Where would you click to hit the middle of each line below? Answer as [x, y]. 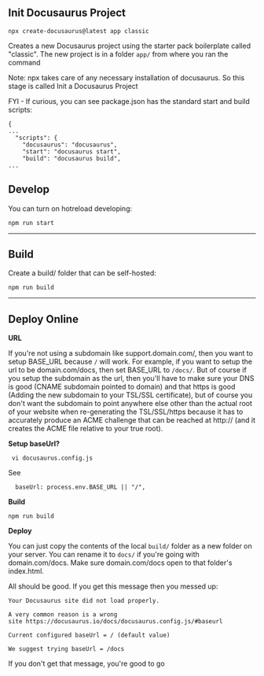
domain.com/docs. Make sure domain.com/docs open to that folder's [120, 563]
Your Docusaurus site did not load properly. [84, 601]
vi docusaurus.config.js [52, 458]
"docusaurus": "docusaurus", [70, 145]
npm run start [31, 223]
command [24, 62]
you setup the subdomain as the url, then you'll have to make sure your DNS [131, 379]
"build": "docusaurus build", [72, 158]
